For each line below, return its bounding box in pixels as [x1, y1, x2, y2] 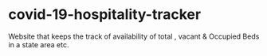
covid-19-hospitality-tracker [8, 6, 202, 24]
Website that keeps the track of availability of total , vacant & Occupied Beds [8, 32, 260, 41]
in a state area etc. [8, 39, 69, 49]
